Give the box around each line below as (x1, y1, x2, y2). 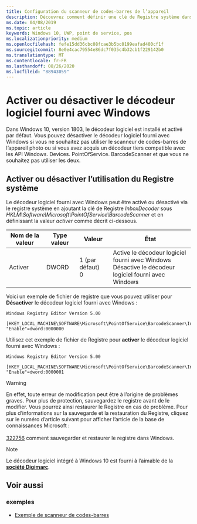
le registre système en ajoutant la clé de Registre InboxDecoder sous (6, 205, 172, 212)
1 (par (79, 256, 97, 264)
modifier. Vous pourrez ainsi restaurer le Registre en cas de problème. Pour (6, 403, 188, 410)
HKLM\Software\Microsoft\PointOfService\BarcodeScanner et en (6, 211, 164, 218)
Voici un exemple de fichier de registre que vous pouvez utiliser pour (6, 293, 172, 300)
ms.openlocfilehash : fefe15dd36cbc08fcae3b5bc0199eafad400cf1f (6, 42, 164, 48)
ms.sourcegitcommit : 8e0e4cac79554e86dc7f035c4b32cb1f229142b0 (6, 47, 164, 53)
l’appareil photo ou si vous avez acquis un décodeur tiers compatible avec (6, 144, 185, 151)
